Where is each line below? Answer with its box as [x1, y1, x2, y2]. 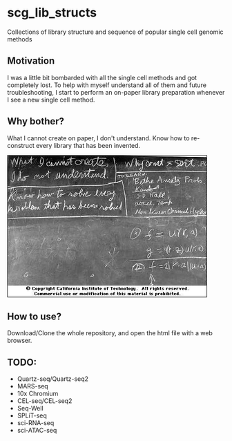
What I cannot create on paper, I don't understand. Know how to [7, 133, 190, 142]
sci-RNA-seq [17, 419, 55, 427]
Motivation [7, 55, 55, 67]
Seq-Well [17, 404, 43, 413]
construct [7, 141, 35, 149]
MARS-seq [17, 382, 48, 391]
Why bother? [7, 115, 64, 127]
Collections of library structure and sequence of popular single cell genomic [7, 28, 224, 36]
